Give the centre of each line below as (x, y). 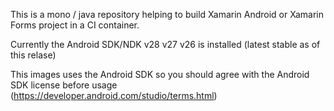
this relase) (33, 55)
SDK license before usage (64, 85)
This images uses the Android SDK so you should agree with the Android (160, 74)
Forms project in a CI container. (75, 25)
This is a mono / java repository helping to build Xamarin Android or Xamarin (167, 14)
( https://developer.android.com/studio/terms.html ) (114, 95)
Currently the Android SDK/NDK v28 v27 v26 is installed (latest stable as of (165, 44)
